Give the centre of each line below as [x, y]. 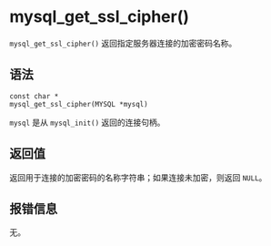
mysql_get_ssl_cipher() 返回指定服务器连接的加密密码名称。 [123, 43]
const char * [34, 96]
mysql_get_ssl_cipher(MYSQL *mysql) [79, 104]
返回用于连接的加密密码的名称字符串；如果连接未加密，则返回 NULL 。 [138, 177]
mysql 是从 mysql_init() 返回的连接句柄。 [87, 122]
